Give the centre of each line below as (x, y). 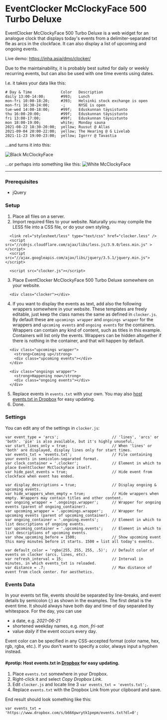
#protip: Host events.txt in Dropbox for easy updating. (62, 663)
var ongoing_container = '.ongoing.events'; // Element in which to (83, 520)
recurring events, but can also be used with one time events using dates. (80, 73)
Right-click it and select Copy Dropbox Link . (57, 679)
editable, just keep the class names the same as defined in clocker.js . (85, 314)
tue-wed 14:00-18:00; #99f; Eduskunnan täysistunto (66, 109)
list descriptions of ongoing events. (45, 524)
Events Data (20, 584)
